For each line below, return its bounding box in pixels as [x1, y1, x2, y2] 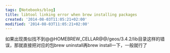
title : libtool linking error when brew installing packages [5, 12, 138, 17]
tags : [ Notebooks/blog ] [5, 7, 56, 13]
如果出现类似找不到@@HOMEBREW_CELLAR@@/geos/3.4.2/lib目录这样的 [5, 36, 161, 42]
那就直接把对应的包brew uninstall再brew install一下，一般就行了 [14, 42, 148, 48]
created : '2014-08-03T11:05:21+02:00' [5, 17, 87, 22]
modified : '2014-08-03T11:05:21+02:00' [5, 21, 90, 27]
